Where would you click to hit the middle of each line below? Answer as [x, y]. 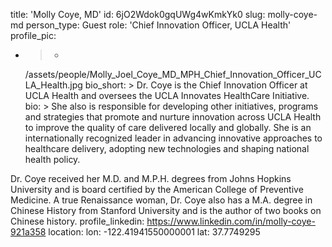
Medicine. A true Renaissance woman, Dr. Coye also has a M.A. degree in [161, 200]
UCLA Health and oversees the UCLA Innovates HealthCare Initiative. [167, 95]
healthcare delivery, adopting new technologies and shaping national [167, 148]
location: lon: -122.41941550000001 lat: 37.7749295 [154, 232]
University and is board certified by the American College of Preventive [157, 189]
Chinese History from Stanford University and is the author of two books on [166, 210]
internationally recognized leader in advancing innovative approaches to [173, 138]
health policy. [52, 159]
